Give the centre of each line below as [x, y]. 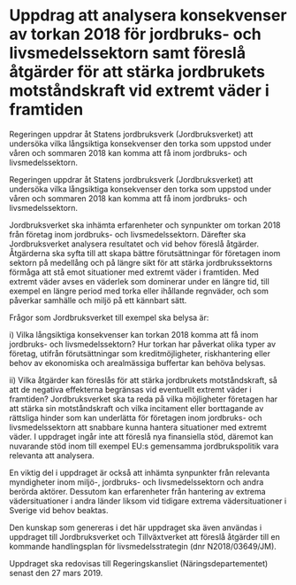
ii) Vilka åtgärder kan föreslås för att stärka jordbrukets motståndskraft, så [144, 380]
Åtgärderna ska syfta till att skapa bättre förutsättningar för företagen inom [145, 253]
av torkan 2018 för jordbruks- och [136, 34]
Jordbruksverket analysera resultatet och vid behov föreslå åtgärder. [134, 244]
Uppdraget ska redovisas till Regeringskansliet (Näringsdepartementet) [139, 563]
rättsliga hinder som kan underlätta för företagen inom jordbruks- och [136, 417]
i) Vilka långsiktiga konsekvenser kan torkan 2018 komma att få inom [134, 334]
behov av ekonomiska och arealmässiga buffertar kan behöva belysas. [138, 363]
